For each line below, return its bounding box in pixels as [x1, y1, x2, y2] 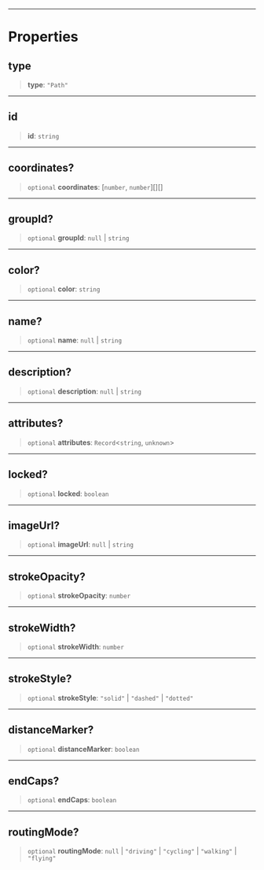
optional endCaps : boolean [27, 795, 117, 805]
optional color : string [27, 284, 101, 294]
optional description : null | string [27, 387, 141, 396]
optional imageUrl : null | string [27, 540, 134, 550]
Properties [8, 28, 79, 46]
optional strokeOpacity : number [27, 591, 131, 601]
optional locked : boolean [27, 489, 109, 498]
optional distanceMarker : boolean [27, 744, 140, 753]
